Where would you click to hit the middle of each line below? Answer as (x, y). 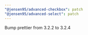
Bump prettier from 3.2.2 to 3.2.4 (38, 27)
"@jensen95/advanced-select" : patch (42, 14)
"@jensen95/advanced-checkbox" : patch (44, 9)
